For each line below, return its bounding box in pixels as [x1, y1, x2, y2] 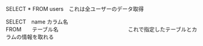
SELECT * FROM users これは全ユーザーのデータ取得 [6, 5, 144, 12]
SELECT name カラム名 [6, 18, 68, 25]
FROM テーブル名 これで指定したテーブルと [6, 26, 192, 33]
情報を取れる [21, 33, 54, 41]
